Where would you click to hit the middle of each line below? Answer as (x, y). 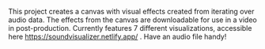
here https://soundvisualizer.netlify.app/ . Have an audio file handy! (117, 36)
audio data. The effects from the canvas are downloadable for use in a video (132, 20)
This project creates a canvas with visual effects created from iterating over (131, 11)
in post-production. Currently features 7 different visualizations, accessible (130, 28)
